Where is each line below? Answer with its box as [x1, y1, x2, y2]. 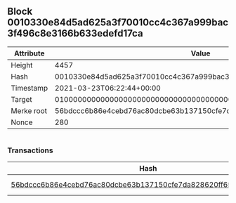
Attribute [13, 48, 45, 58]
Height [11, 60, 33, 70]
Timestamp [11, 83, 48, 93]
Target [11, 94, 33, 104]
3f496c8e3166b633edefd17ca [7, 27, 143, 39]
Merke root [11, 105, 48, 115]
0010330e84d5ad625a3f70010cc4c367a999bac [7, 17, 229, 29]
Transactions [7, 145, 54, 155]
